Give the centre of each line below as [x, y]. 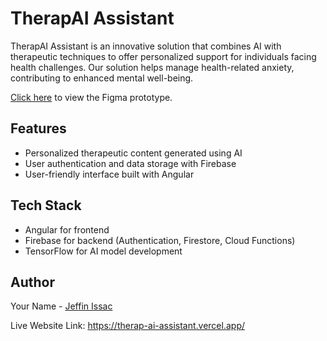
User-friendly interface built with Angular [109, 174]
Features [38, 128]
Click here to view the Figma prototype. [91, 97]
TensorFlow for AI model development [103, 251]
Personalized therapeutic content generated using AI [133, 153]
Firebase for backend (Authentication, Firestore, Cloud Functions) [160, 240]
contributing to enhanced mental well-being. [102, 78]
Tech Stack [46, 205]
